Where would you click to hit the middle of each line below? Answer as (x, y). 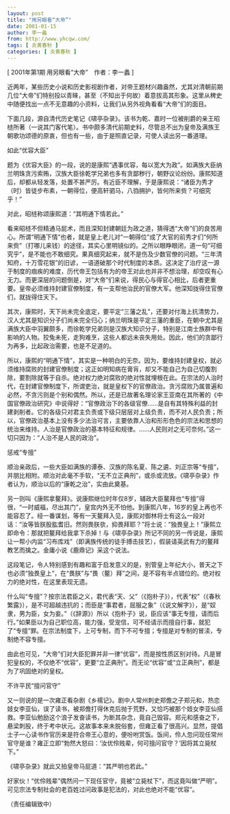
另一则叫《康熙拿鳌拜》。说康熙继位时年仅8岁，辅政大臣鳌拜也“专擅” (103, 498)
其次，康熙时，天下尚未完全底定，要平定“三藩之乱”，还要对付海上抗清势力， (115, 311)
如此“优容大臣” (28, 150)
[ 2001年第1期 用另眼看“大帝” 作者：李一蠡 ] (71, 72)
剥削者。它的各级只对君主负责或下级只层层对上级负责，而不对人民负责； (115, 412)
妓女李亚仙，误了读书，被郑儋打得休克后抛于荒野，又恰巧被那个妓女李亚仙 (112, 708)
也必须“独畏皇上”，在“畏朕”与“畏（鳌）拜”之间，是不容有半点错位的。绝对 (111, 573)
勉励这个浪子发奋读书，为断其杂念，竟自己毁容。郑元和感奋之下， (130, 717)
